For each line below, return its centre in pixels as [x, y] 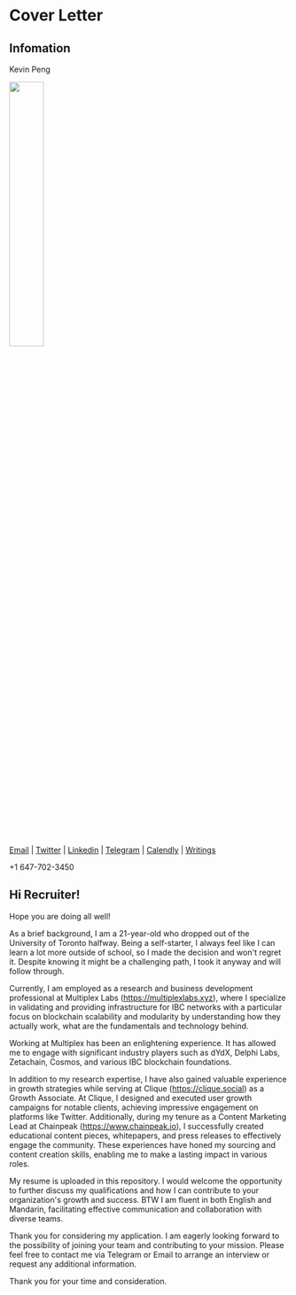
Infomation [40, 48]
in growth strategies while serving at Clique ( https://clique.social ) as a [136, 1088]
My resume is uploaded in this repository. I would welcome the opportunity [146, 1181]
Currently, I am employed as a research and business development [131, 988]
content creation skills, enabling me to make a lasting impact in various [138, 1154]
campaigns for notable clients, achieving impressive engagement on [134, 1107]
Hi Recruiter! [45, 895]
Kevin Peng [30, 69]
